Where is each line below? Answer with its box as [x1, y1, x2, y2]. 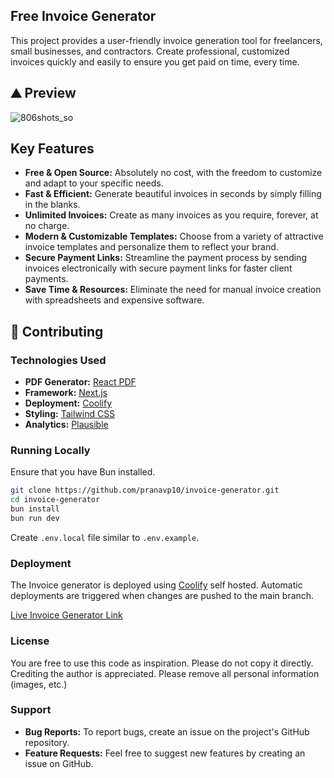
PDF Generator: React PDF [24, 376, 137, 388]
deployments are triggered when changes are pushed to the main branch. [10, 590, 315, 602]
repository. [24, 736, 70, 748]
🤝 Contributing [10, 323, 104, 340]
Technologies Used [10, 353, 107, 367]
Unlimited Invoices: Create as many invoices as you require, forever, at [24, 209, 319, 221]
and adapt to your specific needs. [24, 177, 164, 189]
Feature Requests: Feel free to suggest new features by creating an [24, 747, 306, 759]
